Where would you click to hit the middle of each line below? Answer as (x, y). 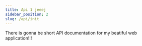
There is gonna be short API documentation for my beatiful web (71, 33)
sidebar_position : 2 (27, 14)
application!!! (19, 38)
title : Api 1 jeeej (26, 10)
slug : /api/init (22, 19)
